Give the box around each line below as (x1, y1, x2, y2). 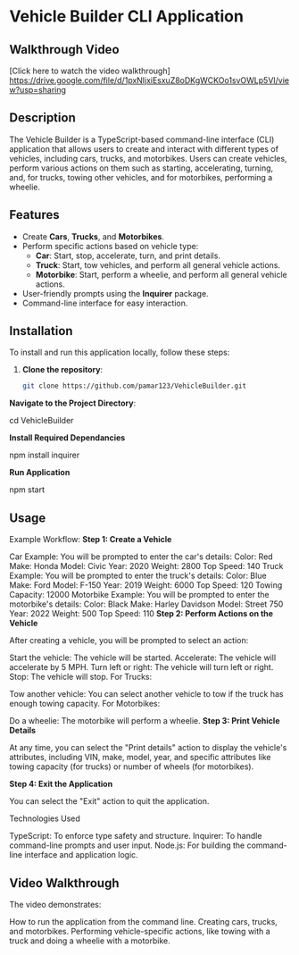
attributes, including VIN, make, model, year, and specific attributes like (9, 752, 271, 763)
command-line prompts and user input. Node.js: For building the (9, 840, 245, 850)
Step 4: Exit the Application (9, 779, 113, 790)
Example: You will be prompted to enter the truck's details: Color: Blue (9, 570, 267, 582)
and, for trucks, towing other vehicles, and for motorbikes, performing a (9, 172, 273, 182)
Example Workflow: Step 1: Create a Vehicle (9, 534, 172, 545)
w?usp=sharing (9, 85, 67, 95)
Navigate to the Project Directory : (9, 398, 137, 408)
